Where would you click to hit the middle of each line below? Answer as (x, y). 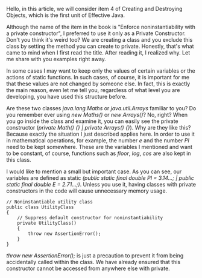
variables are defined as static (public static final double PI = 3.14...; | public (100, 178)
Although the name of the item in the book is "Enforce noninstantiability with (101, 27)
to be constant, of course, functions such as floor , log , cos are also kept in (99, 153)
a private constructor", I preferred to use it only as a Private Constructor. (96, 33)
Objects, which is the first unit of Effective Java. (66, 15)
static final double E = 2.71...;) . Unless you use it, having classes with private (101, 184)
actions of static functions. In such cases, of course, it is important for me (98, 77)
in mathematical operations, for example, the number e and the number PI (98, 141)
